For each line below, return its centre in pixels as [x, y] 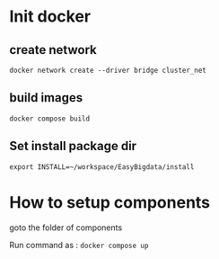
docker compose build [50, 119]
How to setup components [110, 202]
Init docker [50, 17]
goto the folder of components [66, 228]
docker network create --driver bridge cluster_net [108, 70]
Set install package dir [73, 146]
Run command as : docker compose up [79, 245]
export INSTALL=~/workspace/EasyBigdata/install [102, 167]
